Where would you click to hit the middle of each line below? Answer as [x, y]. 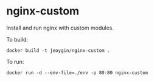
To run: [15, 61]
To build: [17, 39]
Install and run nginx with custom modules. [60, 28]
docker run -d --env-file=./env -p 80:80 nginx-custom [77, 73]
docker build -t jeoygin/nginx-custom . [58, 50]
